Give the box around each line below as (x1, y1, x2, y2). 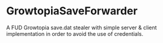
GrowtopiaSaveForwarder (6, 4, 138, 18)
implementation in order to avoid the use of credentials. (6, 30, 143, 37)
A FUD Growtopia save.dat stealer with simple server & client (6, 24, 158, 31)
